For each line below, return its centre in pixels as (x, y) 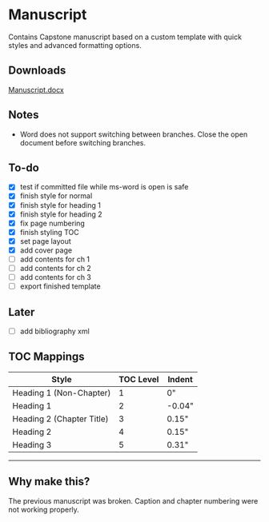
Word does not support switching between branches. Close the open (134, 134)
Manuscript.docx (36, 90)
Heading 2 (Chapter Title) (61, 419)
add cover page (46, 250)
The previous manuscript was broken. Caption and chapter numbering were (133, 500)
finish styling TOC (49, 232)
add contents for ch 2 (56, 268)
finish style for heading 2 (61, 214)
